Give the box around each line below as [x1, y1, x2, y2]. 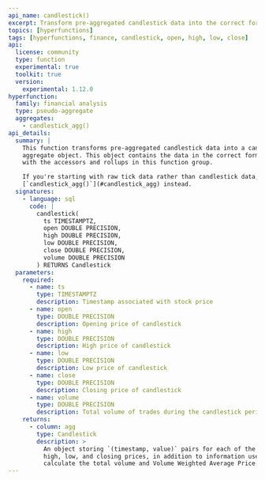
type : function [15, 56, 65, 64]
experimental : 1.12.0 [22, 85, 93, 93]
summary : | [15, 136, 51, 145]
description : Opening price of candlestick [36, 319, 181, 328]
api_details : [8, 129, 51, 137]
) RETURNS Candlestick [36, 261, 111, 269]
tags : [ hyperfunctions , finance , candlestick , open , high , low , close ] [8, 33, 248, 42]
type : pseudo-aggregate [15, 108, 93, 115]
